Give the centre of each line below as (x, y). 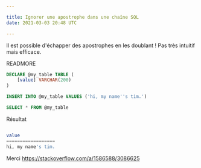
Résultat (17, 119)
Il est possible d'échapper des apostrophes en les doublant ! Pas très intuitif (101, 45)
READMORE (21, 63)
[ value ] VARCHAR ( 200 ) (44, 80)
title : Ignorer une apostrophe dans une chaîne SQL (72, 17)
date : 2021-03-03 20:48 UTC (42, 23)
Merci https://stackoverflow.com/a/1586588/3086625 (73, 158)
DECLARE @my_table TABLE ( (40, 74)
